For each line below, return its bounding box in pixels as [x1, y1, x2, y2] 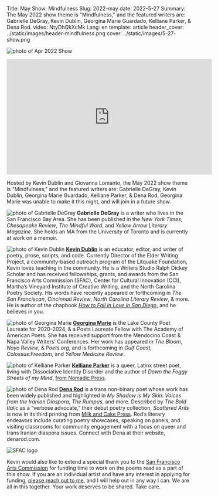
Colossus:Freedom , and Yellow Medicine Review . [6, 351, 125, 357]
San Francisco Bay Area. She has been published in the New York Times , [6, 216, 183, 222]
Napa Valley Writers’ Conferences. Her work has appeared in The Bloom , [6, 338, 183, 345]
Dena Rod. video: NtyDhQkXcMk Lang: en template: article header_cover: [6, 23, 184, 30]
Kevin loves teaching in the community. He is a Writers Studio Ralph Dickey [6, 264, 188, 271]
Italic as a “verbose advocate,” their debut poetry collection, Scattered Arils [6, 405, 189, 411]
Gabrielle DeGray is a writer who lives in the [76, 209, 184, 216]
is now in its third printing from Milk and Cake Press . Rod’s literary [6, 410, 166, 417]
